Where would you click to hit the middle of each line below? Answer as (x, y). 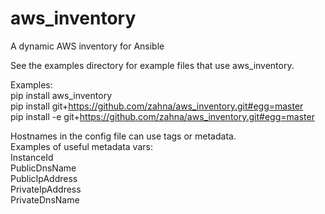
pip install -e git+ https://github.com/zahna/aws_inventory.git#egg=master (162, 116)
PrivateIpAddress (46, 189)
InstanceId (32, 157)
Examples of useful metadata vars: (81, 146)
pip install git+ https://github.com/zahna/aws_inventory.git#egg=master (157, 106)
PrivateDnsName (45, 199)
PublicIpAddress (44, 178)
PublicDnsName (43, 168)
